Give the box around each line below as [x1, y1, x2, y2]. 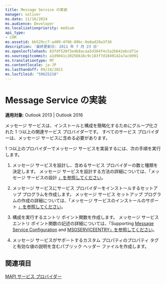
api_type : [5, 30, 26, 35]
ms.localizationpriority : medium [5, 26, 74, 31]
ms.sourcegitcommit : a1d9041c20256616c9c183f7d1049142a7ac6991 [5, 53, 139, 58]
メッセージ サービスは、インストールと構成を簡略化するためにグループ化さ [5, 122, 158, 128]
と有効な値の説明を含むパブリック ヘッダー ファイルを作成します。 [12, 243, 150, 249]
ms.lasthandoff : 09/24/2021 [5, 67, 63, 72]
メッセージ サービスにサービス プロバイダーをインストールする [12, 185, 141, 191]
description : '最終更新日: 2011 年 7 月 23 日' [5, 44, 99, 49]
